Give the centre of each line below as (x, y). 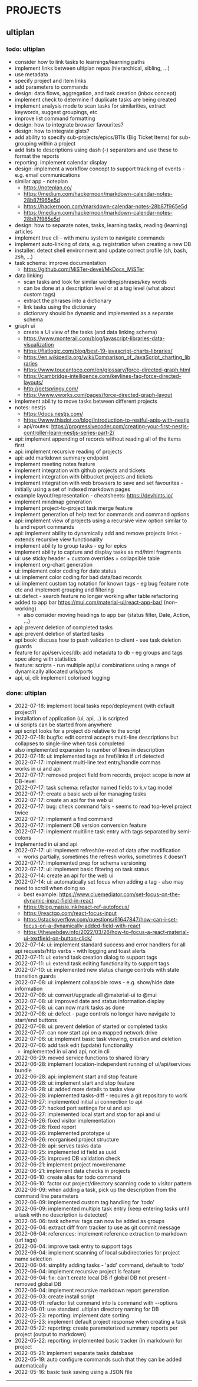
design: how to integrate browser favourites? (69, 124)
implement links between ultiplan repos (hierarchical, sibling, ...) (92, 68)
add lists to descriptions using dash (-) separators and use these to (96, 150)
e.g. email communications (47, 174)
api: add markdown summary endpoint (62, 458)
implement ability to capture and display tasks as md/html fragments (98, 552)
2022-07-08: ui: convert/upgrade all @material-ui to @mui (86, 995)
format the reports (37, 156)
